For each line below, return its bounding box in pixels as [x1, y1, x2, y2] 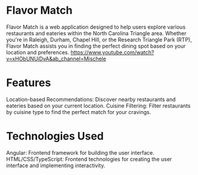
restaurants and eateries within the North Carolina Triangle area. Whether [6, 29, 187, 36]
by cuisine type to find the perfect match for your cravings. [6, 108, 151, 115]
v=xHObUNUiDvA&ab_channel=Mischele [6, 55, 106, 62]
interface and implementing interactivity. [6, 162, 106, 169]
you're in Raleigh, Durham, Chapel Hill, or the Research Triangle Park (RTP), [6, 36, 192, 43]
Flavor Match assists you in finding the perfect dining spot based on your [6, 42, 186, 50]
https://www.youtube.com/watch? [70, 48, 154, 56]
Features [6, 76, 51, 90]
